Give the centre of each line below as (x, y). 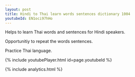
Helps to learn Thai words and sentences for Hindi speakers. (65, 32)
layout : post (18, 9)
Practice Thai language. (28, 51)
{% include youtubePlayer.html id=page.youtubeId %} (59, 60)
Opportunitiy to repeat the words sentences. (49, 41)
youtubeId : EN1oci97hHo (29, 18)
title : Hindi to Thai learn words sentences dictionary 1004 (68, 14)
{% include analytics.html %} (34, 69)
